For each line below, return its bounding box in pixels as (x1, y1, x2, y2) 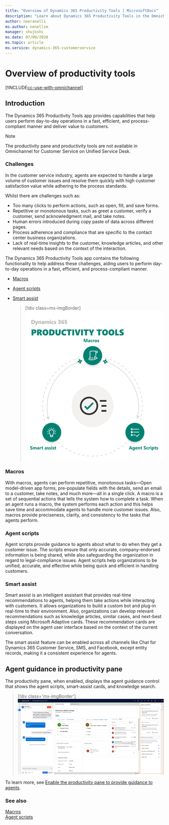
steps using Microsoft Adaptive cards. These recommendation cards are (5, 619, 155, 625)
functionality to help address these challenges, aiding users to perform (5, 260, 152, 266)
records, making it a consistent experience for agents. (5, 650, 117, 656)
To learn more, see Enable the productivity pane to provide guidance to (5, 779, 153, 785)
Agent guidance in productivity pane (5, 665, 123, 673)
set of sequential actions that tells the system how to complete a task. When (5, 496, 163, 502)
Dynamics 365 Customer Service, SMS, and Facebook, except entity (5, 645, 147, 651)
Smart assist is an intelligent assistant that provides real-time (5, 592, 132, 598)
